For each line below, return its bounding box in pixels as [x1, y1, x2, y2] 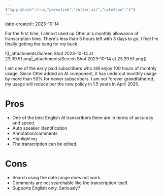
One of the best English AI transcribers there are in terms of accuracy [12, 115, 154, 120]
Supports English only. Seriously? [12, 185, 80, 191]
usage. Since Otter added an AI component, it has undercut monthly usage [5, 70, 157, 77]
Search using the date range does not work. [12, 174, 102, 180]
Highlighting [12, 135, 37, 141]
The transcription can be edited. [12, 141, 78, 147]
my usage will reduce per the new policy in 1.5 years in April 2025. [5, 81, 139, 87]
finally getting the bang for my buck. [5, 40, 79, 47]
